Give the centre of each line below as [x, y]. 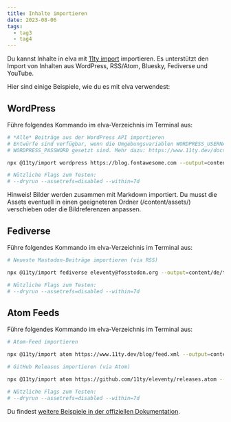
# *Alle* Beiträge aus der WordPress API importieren [86, 137]
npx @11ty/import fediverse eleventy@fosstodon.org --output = [98, 273]
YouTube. [21, 74]
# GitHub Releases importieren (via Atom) [69, 367]
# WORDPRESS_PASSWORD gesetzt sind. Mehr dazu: [77, 150]
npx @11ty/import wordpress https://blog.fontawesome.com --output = [107, 162]
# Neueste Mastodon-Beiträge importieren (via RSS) [82, 260]
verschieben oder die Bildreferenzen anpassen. [74, 209]
